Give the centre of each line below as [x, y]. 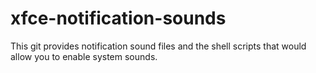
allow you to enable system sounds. [84, 56]
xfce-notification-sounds [118, 18]
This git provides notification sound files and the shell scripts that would [158, 46]
